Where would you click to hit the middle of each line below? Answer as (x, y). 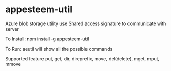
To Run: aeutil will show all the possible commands (59, 49)
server (12, 29)
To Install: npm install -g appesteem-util (47, 39)
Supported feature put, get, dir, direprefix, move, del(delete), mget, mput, (82, 58)
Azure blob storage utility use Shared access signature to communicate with (86, 23)
